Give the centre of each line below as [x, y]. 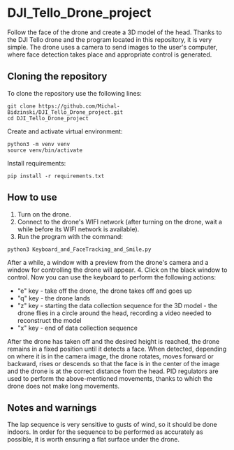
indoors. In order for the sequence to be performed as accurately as [105, 432]
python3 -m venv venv [39, 144]
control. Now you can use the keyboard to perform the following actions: [112, 277]
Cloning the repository [57, 77]
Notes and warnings [52, 408]
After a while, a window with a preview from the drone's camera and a [108, 262]
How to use [32, 197]
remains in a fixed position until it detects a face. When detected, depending [117, 349]
